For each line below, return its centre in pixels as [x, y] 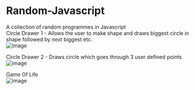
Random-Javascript [56, 11]
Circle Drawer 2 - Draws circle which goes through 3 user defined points [94, 57]
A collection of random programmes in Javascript [66, 27]
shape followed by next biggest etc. [49, 39]
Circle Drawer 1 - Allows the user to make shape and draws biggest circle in [97, 33]
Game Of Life [22, 74]
